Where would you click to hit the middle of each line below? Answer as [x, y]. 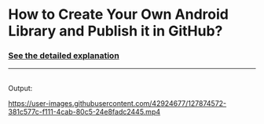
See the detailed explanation [64, 56]
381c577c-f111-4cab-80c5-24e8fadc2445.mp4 [84, 112]
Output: [20, 89]
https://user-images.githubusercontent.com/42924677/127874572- [117, 104]
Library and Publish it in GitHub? [115, 31]
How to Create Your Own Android [119, 15]
